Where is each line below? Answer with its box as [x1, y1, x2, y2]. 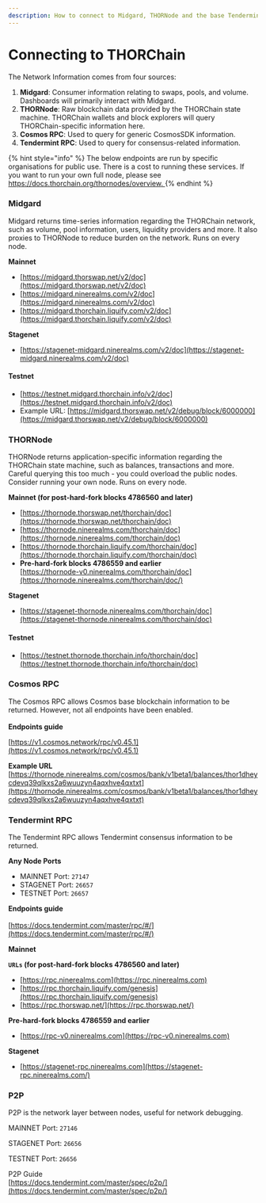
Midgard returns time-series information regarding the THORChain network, [8, 216, 256, 226]
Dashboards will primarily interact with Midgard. [19, 96, 177, 105]
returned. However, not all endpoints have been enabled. [8, 705, 194, 714]
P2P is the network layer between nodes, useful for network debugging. [8, 1108, 243, 1117]
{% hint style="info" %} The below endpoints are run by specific [8, 153, 218, 162]
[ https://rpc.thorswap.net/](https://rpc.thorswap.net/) [19, 1000, 195, 1010]
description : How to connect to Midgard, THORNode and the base [8, 11, 225, 20]
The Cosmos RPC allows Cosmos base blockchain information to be [8, 697, 230, 706]
